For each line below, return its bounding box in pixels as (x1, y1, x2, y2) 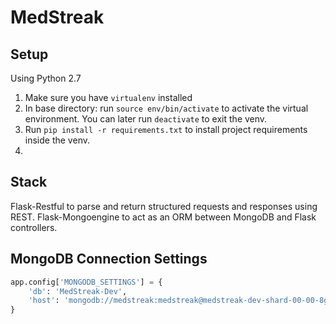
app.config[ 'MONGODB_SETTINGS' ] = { (10, 277, 163, 287)
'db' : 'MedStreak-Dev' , (28, 286, 128, 296)
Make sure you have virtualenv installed (24, 92, 193, 103)
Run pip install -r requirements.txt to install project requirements (24, 124, 308, 135)
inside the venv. (24, 134, 90, 146)
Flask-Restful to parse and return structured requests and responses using (10, 200, 318, 212)
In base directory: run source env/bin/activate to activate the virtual (24, 102, 309, 114)
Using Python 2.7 (10, 72, 82, 84)
